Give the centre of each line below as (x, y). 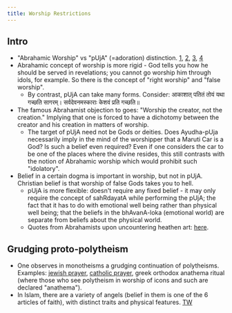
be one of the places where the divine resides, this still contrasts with (126, 154)
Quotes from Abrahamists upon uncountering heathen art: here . (118, 228)
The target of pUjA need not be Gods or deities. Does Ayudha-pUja (123, 132)
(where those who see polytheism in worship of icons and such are (113, 281)
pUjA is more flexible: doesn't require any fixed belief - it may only (122, 191)
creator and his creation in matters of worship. (83, 125)
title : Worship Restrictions (49, 13)
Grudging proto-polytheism (68, 249)
